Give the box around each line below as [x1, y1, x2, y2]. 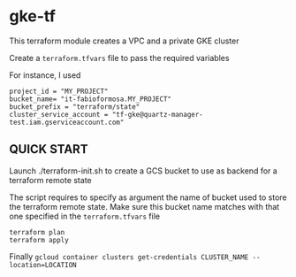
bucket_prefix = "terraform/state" [9, 102, 140, 112]
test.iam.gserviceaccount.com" [9, 118, 125, 127]
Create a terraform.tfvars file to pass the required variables [9, 52, 230, 63]
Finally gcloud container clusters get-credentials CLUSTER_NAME [9, 250, 249, 262]
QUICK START [9, 142, 88, 157]
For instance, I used [9, 69, 81, 81]
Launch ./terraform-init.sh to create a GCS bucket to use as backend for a [9, 165, 278, 176]
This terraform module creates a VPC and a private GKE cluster [9, 35, 239, 46]
